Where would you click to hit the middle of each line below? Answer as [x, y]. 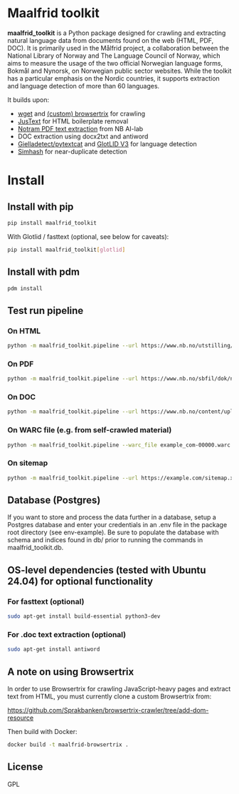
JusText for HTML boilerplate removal [73, 121]
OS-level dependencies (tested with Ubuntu [107, 570]
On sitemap [28, 463]
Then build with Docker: [42, 731]
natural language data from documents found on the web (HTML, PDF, [111, 40]
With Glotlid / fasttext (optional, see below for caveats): [88, 236]
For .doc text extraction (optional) [67, 634]
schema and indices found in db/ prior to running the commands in [105, 540]
